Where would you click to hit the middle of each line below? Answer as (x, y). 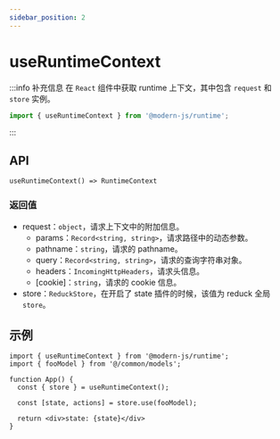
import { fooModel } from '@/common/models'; (95, 364)
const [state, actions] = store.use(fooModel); (107, 403)
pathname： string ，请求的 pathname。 (109, 248)
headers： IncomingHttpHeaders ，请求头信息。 (120, 271)
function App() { (41, 380)
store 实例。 (32, 98)
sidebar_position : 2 (48, 17)
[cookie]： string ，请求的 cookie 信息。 (108, 282)
